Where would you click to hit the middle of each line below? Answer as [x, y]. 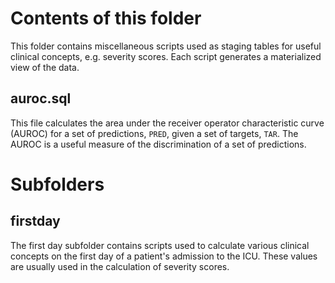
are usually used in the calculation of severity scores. [120, 266]
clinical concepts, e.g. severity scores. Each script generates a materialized [166, 56]
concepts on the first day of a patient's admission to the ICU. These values [164, 256]
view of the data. [45, 67]
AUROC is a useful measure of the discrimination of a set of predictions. [158, 144]
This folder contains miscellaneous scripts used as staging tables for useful [166, 46]
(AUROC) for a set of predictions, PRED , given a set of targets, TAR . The [154, 133]
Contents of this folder [106, 18]
